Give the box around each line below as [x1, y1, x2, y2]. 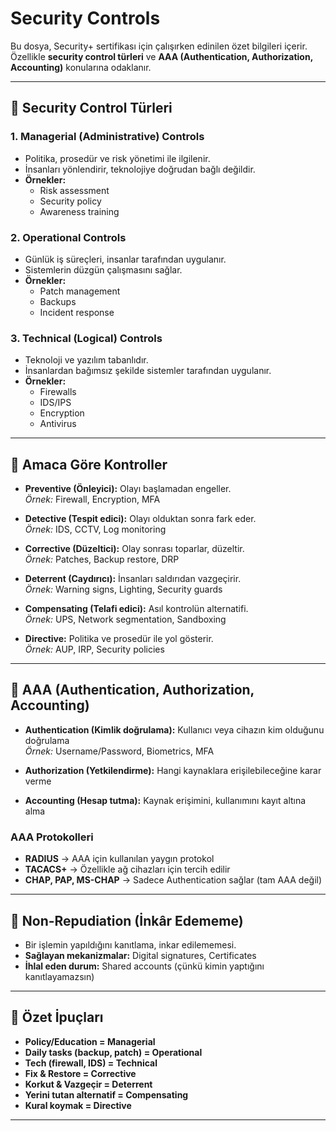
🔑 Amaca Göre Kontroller [10, 456, 168, 473]
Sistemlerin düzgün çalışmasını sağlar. [24, 263, 183, 276]
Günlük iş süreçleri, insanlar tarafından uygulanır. [24, 253, 227, 265]
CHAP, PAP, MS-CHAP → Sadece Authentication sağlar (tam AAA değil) [24, 874, 323, 886]
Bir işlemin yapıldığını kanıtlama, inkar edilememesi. [24, 938, 237, 951]
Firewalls [39, 386, 77, 398]
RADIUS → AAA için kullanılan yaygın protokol [24, 853, 215, 865]
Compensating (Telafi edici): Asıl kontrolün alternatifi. [24, 603, 249, 615]
